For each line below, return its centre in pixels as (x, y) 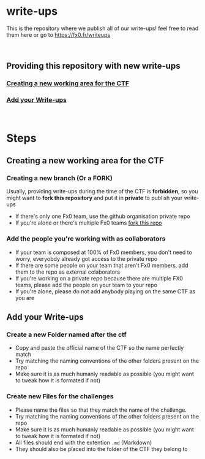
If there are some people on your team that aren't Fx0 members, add (102, 265)
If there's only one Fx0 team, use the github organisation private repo (102, 217)
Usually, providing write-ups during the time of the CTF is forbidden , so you (102, 191)
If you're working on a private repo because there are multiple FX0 (99, 278)
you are (25, 298)
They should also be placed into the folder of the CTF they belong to (101, 449)
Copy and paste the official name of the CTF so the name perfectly (99, 348)
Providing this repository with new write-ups (93, 66)
